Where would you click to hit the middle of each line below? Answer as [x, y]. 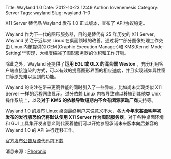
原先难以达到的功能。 [36, 76]
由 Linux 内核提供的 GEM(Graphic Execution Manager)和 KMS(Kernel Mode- [85, 47]
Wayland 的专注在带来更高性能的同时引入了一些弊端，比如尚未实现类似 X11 [83, 87]
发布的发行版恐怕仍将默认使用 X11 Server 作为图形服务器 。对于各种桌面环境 [84, 117]
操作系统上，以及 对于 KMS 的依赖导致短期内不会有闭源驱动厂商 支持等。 [81, 100]
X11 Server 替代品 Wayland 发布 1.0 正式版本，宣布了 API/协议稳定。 [76, 23]
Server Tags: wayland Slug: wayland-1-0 [48, 13]
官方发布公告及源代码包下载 [34, 141]
